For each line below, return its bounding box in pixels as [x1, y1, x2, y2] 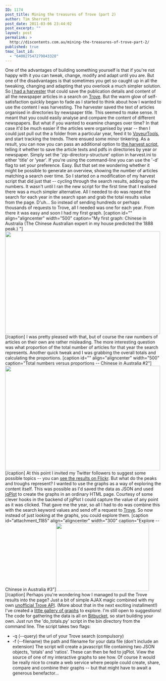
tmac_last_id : [5, 49, 35, 54]
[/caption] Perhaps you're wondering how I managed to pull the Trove [5, 592, 148, 598]
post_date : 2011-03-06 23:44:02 [5, 21, 72, 26]
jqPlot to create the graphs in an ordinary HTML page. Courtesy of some [5, 491, 153, 497]
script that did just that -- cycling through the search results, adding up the [5, 178, 158, 184]
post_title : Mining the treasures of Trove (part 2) [5, 12, 116, 17]
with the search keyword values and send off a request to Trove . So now [5, 507, 153, 513]
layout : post [5, 30, 32, 35]
